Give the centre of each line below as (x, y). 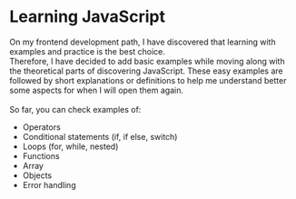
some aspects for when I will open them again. (97, 90)
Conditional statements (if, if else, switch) (100, 136)
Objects (37, 175)
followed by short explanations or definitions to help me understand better (148, 80)
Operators (41, 127)
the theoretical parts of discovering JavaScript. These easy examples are (146, 71)
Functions (41, 155)
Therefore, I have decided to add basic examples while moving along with (147, 61)
